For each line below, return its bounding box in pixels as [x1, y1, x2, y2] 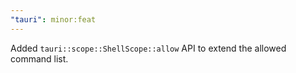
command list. [10, 52, 69, 65]
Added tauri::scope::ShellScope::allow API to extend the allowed [10, 42, 287, 54]
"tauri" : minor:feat [10, 14, 97, 25]
